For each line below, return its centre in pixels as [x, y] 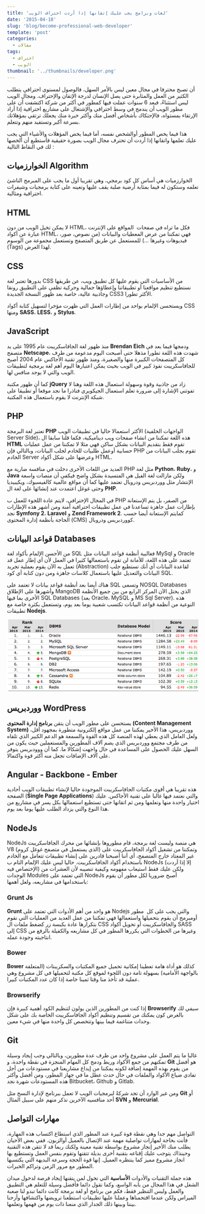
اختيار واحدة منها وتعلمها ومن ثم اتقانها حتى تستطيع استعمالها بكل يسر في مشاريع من [103, 802]
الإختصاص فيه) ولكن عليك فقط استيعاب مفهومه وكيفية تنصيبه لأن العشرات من [95, 869]
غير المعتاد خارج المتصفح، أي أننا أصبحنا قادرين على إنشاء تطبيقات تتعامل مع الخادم [101, 856]
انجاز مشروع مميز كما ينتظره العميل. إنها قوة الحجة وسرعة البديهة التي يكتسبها [96, 1160]
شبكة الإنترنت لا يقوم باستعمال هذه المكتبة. [56, 397]
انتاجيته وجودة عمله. [30, 937]
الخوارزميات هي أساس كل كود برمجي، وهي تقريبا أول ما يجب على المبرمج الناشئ [100, 180]
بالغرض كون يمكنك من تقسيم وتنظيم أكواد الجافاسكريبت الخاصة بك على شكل [95, 1015]
